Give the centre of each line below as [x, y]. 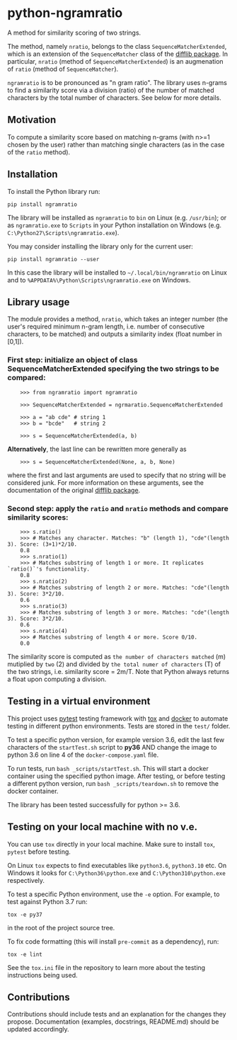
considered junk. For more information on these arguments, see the [105, 482]
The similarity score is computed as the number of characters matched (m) [117, 656]
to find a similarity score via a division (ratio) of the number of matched [111, 90]
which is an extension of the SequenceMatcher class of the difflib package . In [118, 54]
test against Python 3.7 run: [47, 901]
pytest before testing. [39, 852]
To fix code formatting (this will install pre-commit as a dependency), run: [113, 941]
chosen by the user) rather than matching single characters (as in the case [116, 144]
